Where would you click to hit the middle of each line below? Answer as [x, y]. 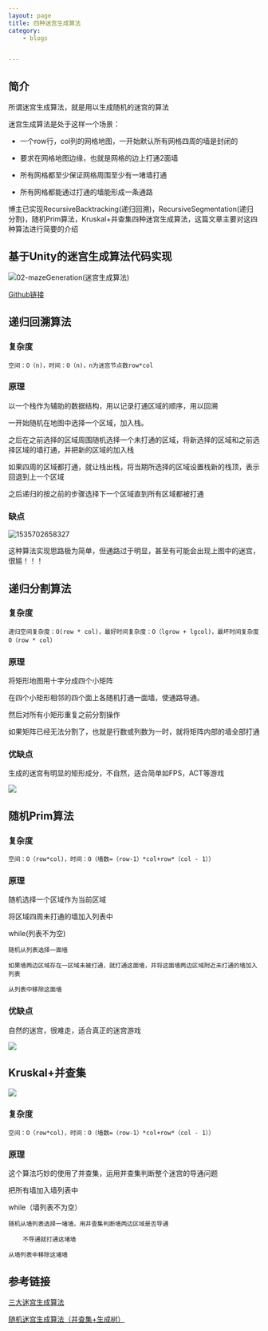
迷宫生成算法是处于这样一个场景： [64, 124]
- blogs [35, 38]
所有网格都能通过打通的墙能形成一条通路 [86, 192]
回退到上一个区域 [36, 476]
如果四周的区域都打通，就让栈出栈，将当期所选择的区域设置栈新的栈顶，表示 [134, 466]
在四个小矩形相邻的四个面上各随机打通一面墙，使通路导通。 [106, 698]
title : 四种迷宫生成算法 [45, 23]
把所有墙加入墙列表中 [43, 1190]
